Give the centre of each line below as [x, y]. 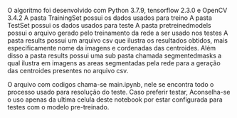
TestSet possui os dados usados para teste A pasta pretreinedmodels [109, 25]
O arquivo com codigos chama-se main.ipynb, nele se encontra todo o [111, 84]
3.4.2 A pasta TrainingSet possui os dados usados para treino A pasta [110, 18]
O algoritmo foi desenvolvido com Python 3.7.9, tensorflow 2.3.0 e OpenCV [117, 10]
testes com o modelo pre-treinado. [58, 107]
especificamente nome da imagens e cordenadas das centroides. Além [112, 48]
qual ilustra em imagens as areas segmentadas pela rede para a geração [114, 63]
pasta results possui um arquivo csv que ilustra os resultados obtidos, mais [117, 41]
